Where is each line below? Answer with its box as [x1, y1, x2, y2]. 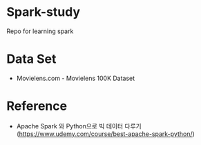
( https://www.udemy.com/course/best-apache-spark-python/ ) [16, 129, 195, 138]
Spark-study [6, 4, 81, 20]
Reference [6, 98, 67, 114]
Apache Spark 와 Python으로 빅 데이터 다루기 [16, 122, 142, 130]
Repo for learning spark [6, 27, 74, 35]
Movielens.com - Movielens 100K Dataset [16, 74, 135, 82]
